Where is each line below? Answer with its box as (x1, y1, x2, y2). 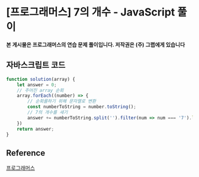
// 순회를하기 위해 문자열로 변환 (27, 99, 97, 105)
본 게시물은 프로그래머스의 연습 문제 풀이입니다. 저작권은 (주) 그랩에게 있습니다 (6, 41, 185, 48)
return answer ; (17, 126, 54, 132)
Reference (6, 148, 46, 158)
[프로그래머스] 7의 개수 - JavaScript (6, 5, 175, 19)
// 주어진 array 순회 (17, 87, 64, 93)
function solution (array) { (6, 76, 76, 82)
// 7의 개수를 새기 (27, 109, 68, 115)
